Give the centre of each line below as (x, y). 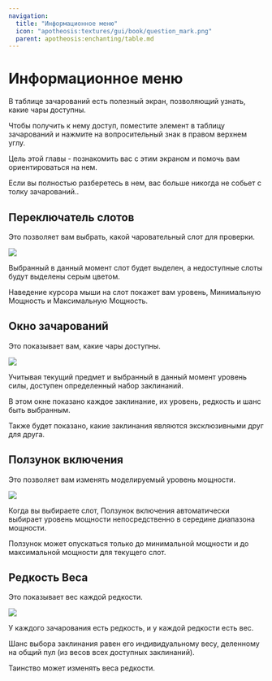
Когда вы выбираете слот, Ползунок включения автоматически (119, 510)
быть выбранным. (39, 410)
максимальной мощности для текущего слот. (87, 552)
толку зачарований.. (44, 192)
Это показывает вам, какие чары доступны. (84, 345)
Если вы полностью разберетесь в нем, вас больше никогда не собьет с (135, 183)
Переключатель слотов (71, 217)
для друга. (27, 434)
